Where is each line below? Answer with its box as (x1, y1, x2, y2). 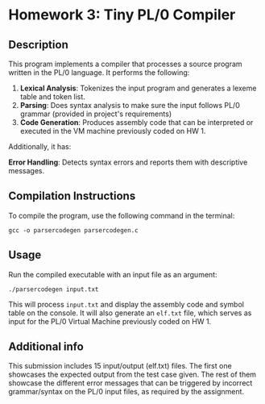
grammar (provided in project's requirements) (19, 109, 172, 119)
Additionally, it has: (8, 142, 72, 151)
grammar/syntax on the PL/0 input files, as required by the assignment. (8, 387, 244, 397)
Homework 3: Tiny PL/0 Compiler (8, 6, 236, 24)
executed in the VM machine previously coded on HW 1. (19, 127, 206, 135)
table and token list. (19, 92, 86, 102)
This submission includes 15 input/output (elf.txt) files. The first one (8, 361, 232, 371)
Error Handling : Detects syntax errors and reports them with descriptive (8, 157, 248, 167)
